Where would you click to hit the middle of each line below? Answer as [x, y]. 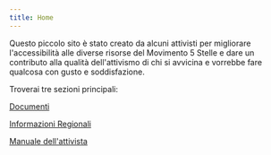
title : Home [31, 17]
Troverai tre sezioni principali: [64, 89]
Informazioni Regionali [51, 124]
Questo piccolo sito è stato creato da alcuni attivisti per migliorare [130, 43]
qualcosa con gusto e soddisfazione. [77, 72]
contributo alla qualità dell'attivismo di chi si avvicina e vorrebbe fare [135, 62]
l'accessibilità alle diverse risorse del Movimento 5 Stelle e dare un [132, 52]
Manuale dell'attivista [48, 141]
